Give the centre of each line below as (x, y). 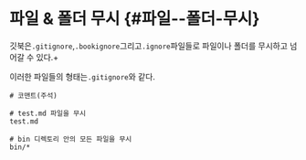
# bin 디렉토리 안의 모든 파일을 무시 (71, 139)
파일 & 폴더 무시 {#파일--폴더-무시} (135, 19)
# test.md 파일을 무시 (48, 113)
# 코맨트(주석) (33, 96)
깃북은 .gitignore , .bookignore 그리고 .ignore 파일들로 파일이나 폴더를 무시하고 (148, 46)
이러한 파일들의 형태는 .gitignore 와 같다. (82, 76)
